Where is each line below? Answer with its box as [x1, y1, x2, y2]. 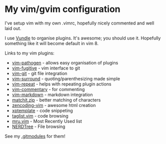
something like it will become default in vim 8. [4, 40, 98, 46]
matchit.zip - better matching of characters [11, 96, 101, 103]
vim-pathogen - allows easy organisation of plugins [11, 59, 118, 65]
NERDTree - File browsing [11, 123, 65, 129]
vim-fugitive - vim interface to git [11, 65, 80, 71]
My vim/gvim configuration [4, 3, 120, 15]
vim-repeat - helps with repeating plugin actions [11, 81, 111, 87]
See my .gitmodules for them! [4, 133, 65, 139]
